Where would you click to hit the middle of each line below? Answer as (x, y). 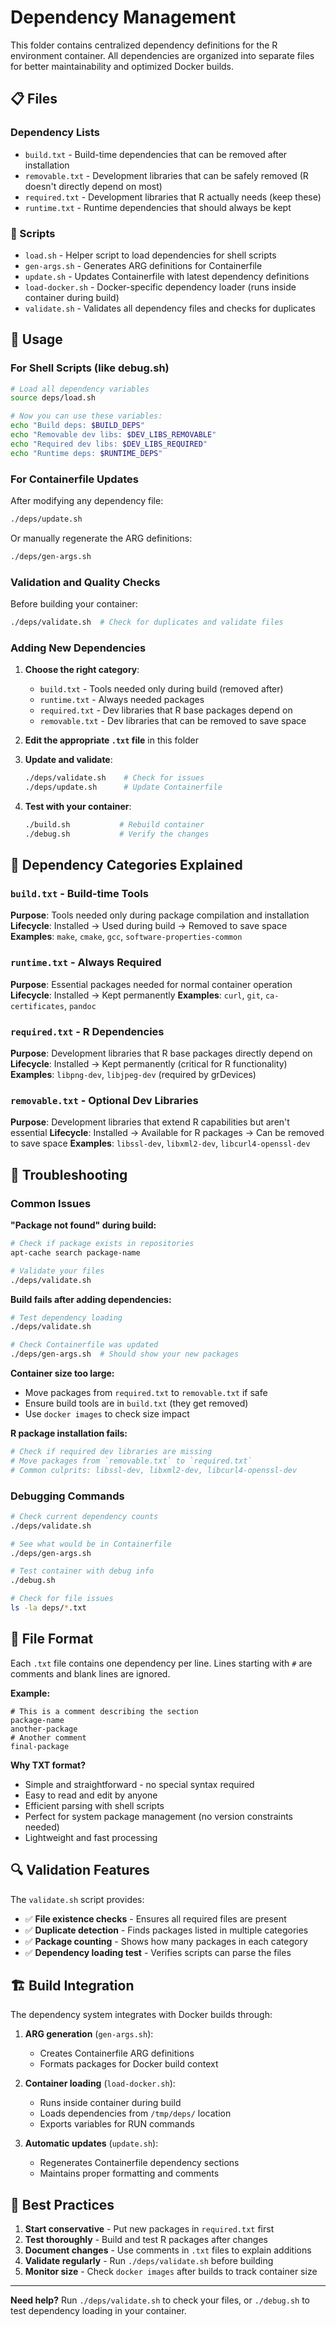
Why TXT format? (48, 1765)
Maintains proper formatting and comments (129, 2173)
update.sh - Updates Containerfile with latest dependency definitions (167, 276)
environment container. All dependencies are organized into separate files (162, 55)
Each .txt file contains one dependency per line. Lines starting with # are (161, 1663)
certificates (37, 1006)
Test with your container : (78, 806)
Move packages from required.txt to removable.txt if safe (146, 1393)
